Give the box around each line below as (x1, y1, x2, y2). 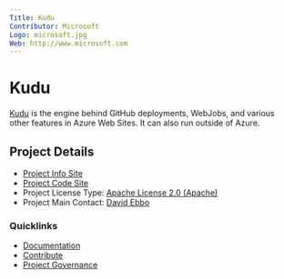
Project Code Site (22, 178, 89, 188)
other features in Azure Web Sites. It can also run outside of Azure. (9, 117, 260, 128)
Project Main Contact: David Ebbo (22, 197, 150, 207)
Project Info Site (22, 168, 84, 178)
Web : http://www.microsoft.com (9, 38, 128, 48)
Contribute (22, 250, 64, 261)
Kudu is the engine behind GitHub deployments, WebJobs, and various (9, 108, 275, 119)
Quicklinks (9, 219, 58, 232)
